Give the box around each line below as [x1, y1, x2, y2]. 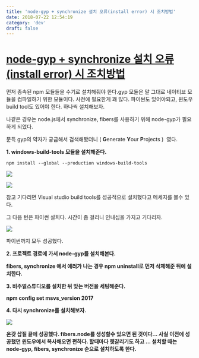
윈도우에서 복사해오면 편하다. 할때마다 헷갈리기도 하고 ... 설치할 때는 [21, 338, 177, 345]
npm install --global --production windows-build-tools [6, 160, 147, 166]
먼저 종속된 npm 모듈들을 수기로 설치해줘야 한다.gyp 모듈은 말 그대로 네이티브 [6, 88, 186, 96]
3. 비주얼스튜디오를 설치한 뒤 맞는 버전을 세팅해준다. [6, 283, 126, 290]
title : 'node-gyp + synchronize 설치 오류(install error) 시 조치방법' [6, 8, 176, 15]
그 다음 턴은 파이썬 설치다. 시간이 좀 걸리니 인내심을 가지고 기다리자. [6, 214, 163, 221]
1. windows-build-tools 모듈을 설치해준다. [6, 148, 107, 156]
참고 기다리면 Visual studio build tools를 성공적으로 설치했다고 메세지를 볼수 [6, 194, 184, 201]
